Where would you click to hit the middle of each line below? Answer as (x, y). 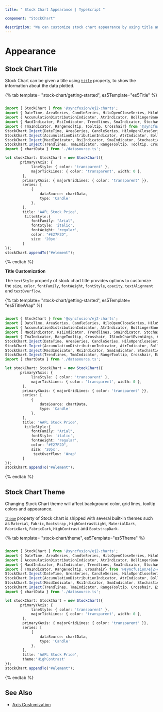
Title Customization (25, 271)
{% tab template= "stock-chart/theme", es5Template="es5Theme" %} (75, 538)
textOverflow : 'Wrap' (55, 454)
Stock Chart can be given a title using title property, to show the (71, 81)
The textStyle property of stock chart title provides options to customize (78, 281)
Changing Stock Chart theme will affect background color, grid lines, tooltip (80, 504)
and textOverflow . (23, 291)
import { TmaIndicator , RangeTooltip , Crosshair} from (62, 569)
